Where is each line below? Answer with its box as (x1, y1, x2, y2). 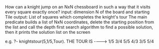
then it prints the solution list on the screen (5, 29, 91, 35)
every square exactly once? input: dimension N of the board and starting (5, 9, 150, 15)
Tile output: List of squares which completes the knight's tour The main (5, 14, 147, 20)
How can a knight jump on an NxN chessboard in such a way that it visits (5, 4, 151, 10)
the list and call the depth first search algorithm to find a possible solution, (5, 24, 153, 30)
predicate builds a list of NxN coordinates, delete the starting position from (5, 19, 154, 25)
